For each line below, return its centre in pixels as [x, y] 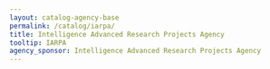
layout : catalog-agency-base [64, 17]
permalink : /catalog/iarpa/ [63, 26]
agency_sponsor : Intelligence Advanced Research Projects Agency [135, 51]
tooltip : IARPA [38, 43]
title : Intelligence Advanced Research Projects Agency [117, 34]
